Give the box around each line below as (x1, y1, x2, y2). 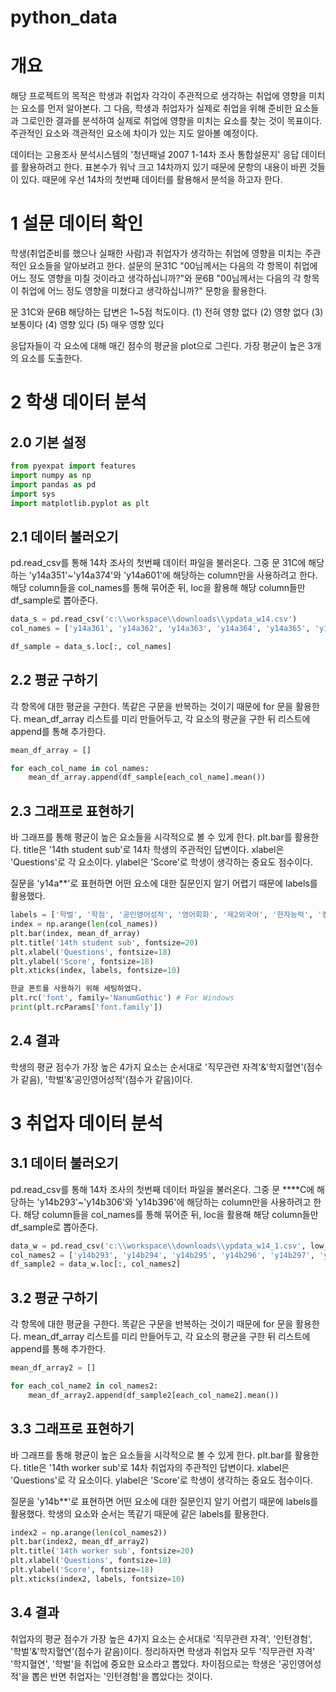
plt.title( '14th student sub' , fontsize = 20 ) (10, 937, 199, 948)
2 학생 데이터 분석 (10, 391, 147, 414)
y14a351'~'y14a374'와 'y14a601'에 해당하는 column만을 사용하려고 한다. (31, 569, 318, 581)
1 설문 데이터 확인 (10, 212, 144, 235)
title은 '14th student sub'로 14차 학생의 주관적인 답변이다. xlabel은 (23, 844, 285, 856)
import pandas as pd (10, 479, 97, 490)
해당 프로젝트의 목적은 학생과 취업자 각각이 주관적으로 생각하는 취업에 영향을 (10, 90, 307, 102)
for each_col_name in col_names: (10, 763, 150, 773)
